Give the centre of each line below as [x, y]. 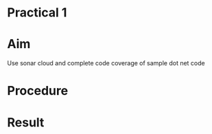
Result [26, 122]
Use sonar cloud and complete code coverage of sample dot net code [106, 63]
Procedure [38, 91]
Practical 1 [37, 13]
